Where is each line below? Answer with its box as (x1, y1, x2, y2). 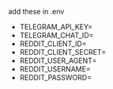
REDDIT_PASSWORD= (19, 73, 92, 82)
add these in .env (8, 7, 65, 16)
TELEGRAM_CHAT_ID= (19, 31, 94, 40)
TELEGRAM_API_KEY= (19, 22, 93, 31)
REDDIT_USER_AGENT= (19, 56, 97, 65)
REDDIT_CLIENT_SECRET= (19, 48, 107, 56)
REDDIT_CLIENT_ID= (19, 39, 87, 48)
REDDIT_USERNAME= (19, 64, 91, 74)
